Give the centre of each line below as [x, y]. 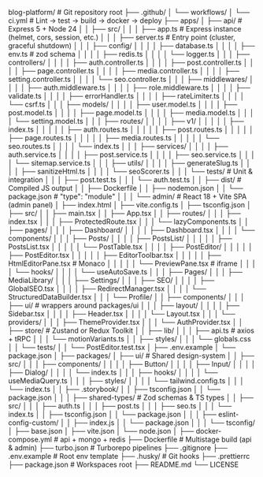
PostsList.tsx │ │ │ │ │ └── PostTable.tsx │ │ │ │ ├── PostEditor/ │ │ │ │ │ [131, 247]
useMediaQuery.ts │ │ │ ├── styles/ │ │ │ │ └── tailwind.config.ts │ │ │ [126, 381]
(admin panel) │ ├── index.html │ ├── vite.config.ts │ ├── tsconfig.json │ [130, 205]
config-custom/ [33, 423]
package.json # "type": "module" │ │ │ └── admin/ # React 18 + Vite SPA [128, 196]
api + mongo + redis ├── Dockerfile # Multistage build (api [156, 439]
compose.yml [30, 439]
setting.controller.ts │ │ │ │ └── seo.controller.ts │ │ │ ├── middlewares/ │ [131, 79]
